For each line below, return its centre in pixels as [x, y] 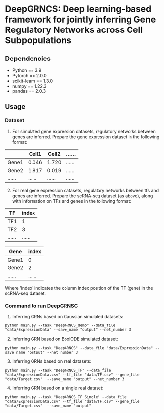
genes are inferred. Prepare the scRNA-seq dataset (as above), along [82, 196]
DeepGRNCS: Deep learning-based [78, 9]
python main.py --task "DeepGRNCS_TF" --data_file [58, 370]
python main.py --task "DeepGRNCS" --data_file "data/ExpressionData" [79, 348]
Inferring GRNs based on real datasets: [52, 361]
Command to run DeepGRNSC [42, 306]
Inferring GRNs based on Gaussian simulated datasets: [68, 316]
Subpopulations [38, 41]
